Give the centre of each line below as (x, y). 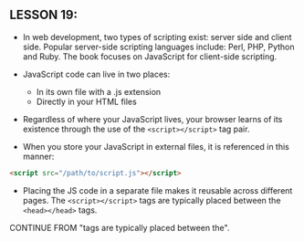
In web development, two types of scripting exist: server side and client (157, 37)
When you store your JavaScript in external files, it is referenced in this (156, 146)
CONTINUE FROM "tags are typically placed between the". (120, 227)
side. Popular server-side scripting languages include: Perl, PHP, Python (158, 47)
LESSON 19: (43, 15)
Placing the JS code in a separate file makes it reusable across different (157, 190)
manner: (38, 156)
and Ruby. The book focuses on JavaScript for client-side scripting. (150, 56)
